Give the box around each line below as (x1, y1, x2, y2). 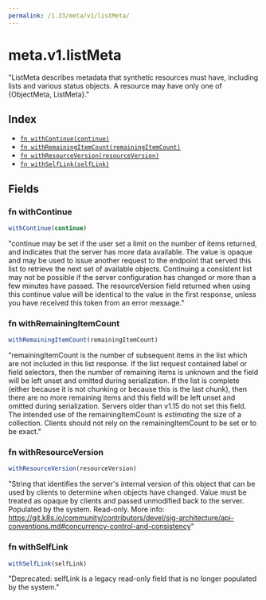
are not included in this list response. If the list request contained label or (8, 359, 248, 369)
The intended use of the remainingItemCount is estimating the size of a (8, 410, 241, 420)
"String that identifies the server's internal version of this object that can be (8, 480, 256, 489)
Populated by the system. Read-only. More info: (8, 504, 165, 515)
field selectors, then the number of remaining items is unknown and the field (8, 368, 259, 377)
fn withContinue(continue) (19, 135, 110, 144)
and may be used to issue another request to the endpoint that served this (8, 255, 252, 265)
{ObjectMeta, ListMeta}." (8, 89, 90, 99)
